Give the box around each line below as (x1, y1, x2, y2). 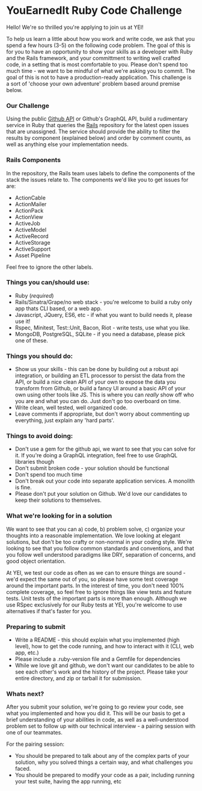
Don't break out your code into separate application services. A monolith (14, 477, 195, 485)
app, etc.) (14, 649, 39, 657)
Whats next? (6, 689, 44, 698)
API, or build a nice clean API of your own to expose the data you (14, 378, 176, 386)
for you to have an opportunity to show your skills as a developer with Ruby (6, 48, 193, 55)
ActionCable (14, 194, 46, 201)
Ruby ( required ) (14, 292, 54, 299)
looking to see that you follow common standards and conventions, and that (6, 545, 194, 552)
